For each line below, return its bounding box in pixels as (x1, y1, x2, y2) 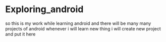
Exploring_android (5, 4, 84, 15)
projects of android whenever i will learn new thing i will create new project (5, 25, 161, 31)
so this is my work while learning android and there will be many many (5, 20, 151, 26)
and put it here (5, 31, 36, 37)
